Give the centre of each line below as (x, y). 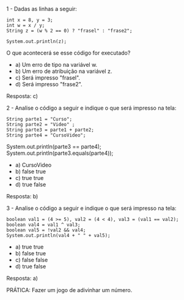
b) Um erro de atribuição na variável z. (64, 71)
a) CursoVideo (33, 165)
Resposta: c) (22, 96)
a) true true (29, 247)
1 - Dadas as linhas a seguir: (42, 9)
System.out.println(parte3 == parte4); (54, 147)
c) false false (31, 260)
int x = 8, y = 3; (30, 20)
